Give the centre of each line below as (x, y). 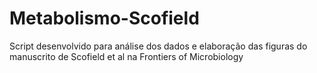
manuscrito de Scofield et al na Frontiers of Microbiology (126, 56)
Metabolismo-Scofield (104, 18)
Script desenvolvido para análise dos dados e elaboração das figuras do (158, 46)
